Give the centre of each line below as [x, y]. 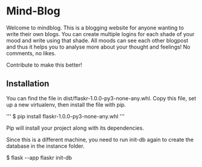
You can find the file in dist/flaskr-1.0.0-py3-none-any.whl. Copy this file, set [101, 98]
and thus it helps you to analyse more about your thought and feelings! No [99, 47]
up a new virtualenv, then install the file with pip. [66, 105]
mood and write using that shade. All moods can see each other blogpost [97, 40]
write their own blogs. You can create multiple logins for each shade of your [100, 34]
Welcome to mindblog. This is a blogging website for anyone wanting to [95, 28]
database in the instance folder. [46, 146]
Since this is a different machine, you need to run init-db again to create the [100, 139]
